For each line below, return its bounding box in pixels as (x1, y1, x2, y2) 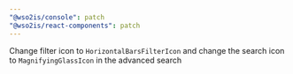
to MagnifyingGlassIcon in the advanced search (9, 55, 182, 65)
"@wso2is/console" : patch (9, 12, 104, 22)
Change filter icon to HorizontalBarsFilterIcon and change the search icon (9, 45, 285, 55)
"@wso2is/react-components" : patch (9, 21, 141, 30)
